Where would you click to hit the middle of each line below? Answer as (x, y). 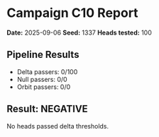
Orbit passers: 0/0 (44, 87)
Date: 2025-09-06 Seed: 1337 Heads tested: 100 (79, 32)
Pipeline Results (43, 55)
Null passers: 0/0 (42, 79)
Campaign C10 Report (73, 13)
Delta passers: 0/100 (47, 71)
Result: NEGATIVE (47, 109)
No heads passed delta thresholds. (58, 126)
